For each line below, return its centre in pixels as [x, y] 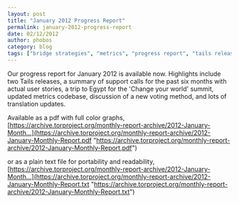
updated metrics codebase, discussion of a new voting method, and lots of [117, 96]
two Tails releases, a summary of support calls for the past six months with [117, 81]
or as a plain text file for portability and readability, [81, 161]
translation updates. [37, 104]
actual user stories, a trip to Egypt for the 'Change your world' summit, [111, 89]
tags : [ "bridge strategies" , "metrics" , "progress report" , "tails [110, 54]
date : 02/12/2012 [33, 34]
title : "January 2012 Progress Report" [67, 21]
